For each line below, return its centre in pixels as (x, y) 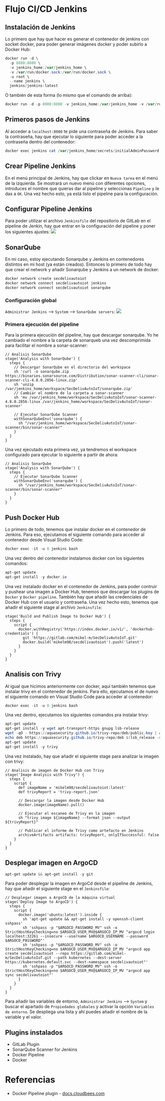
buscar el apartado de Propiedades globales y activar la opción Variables (80, 1007)
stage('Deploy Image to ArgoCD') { (41, 902)
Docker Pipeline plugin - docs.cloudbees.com (58, 1094)
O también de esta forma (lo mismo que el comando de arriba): (69, 95)
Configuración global (31, 300)
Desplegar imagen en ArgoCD (52, 863)
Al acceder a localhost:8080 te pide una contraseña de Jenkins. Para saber (82, 131)
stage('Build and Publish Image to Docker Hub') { (58, 616)
